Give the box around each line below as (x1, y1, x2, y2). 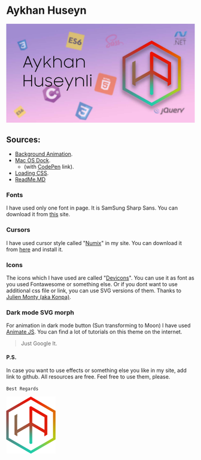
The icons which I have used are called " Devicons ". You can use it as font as (6, 274, 194, 282)
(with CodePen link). (23, 163, 74, 171)
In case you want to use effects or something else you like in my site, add (6, 367, 187, 374)
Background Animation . (14, 150, 73, 158)
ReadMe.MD (14, 176, 46, 183)
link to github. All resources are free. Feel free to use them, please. (6, 373, 170, 380)
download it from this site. (6, 211, 71, 218)
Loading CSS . (14, 170, 49, 177)
